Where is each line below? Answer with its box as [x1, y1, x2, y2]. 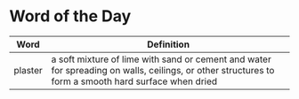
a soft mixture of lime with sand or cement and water [51, 53, 271, 65]
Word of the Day [9, 6, 132, 27]
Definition [146, 38, 190, 50]
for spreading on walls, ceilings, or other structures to [51, 64, 275, 76]
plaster [13, 64, 43, 76]
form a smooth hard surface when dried [51, 75, 218, 88]
